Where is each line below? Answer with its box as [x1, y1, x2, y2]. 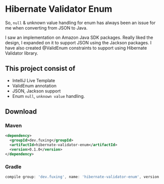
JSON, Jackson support [12, 88, 61, 94]
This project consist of [5, 64, 76, 73]
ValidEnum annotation [12, 83, 57, 89]
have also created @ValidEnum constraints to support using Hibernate [5, 45, 147, 51]
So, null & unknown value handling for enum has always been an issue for [5, 20, 156, 26]
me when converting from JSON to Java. [5, 25, 88, 31]
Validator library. [5, 50, 38, 56]
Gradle [5, 163, 22, 170]
